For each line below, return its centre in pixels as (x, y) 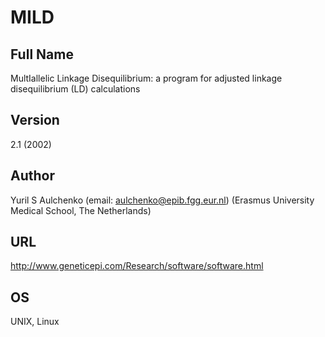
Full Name (42, 54)
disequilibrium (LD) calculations (75, 89)
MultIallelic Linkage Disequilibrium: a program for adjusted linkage (146, 78)
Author (32, 176)
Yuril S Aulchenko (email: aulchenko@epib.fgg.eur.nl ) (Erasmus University (162, 200)
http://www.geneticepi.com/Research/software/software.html (137, 266)
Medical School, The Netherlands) (81, 210)
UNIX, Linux (35, 322)
